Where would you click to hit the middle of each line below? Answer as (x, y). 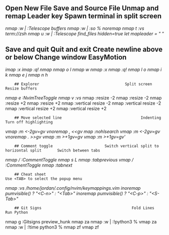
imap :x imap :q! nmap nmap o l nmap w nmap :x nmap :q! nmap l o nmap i (83, 69)
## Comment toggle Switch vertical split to (87, 146)
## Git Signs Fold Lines (84, 208)
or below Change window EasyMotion (66, 57)
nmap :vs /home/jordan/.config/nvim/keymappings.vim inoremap (73, 188)
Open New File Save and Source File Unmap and (82, 8)
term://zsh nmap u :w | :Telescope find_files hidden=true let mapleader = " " (84, 33)
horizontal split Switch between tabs (53, 150)
